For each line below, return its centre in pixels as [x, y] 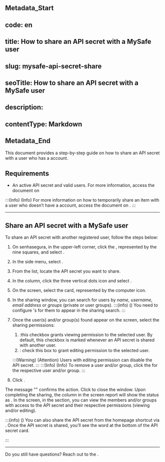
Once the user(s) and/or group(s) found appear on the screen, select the [86, 320]
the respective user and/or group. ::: [49, 371]
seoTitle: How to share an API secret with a [72, 83]
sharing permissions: [33, 325]
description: [24, 107]
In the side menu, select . [38, 262]
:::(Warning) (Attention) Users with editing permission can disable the [82, 360]
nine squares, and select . [38, 252]
